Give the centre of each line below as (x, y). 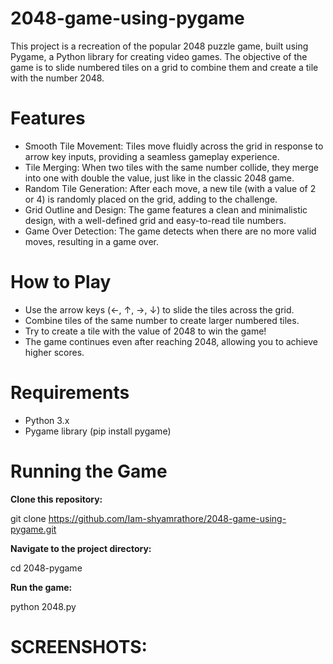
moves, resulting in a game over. (92, 241)
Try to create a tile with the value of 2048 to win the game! (145, 331)
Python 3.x (47, 420)
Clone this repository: (56, 499)
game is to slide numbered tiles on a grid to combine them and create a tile (164, 67)
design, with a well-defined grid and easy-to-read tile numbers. (155, 220)
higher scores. (54, 352)
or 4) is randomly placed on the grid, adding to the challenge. (151, 199)
